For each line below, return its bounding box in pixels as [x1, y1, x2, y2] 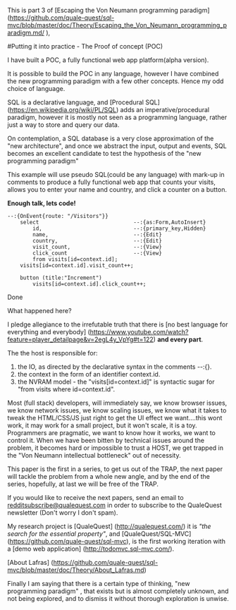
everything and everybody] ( [7, 328, 90, 336]
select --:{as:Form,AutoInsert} [20, 219, 206, 226]
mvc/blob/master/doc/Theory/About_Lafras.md [7, 566, 144, 574]
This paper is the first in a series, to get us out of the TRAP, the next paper [7, 465, 223, 473]
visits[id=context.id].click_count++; [32, 281, 147, 288]
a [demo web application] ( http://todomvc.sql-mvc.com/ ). [7, 544, 175, 553]
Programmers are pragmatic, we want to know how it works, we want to [7, 429, 216, 437]
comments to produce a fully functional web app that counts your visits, [7, 178, 216, 186]
